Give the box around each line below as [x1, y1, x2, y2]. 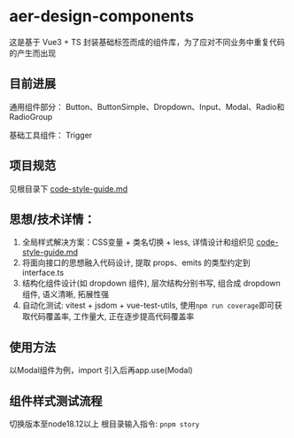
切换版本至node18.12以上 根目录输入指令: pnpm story [9, 418, 200, 429]
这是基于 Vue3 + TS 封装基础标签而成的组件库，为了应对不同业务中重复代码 [9, 36, 285, 47]
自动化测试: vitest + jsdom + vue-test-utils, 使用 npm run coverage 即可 [21, 300, 275, 311]
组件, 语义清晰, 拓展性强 [21, 289, 109, 300]
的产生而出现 [9, 47, 56, 59]
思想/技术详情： [9, 211, 96, 227]
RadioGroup [9, 111, 53, 121]
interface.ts [21, 268, 65, 278]
